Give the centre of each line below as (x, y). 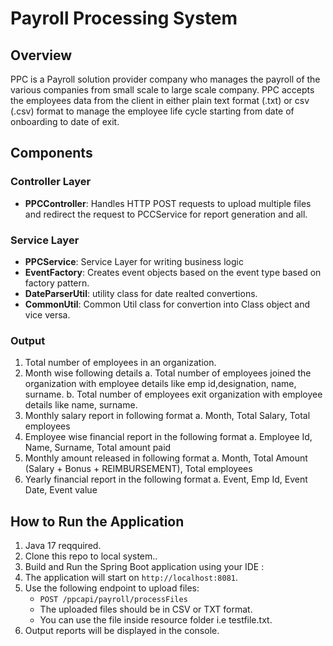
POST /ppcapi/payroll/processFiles (113, 600)
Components (51, 153)
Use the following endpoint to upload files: (112, 588)
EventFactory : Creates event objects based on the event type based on (173, 272)
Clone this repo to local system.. (91, 556)
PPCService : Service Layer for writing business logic (134, 261)
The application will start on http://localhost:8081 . (131, 578)
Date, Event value (61, 490)
